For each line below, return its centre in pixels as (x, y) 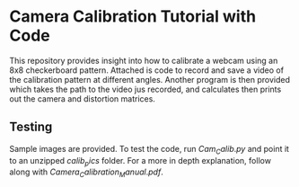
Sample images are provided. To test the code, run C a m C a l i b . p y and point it (149, 150)
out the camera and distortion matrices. (82, 98)
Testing (31, 127)
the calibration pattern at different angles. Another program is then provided (149, 79)
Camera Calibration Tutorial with (133, 17)
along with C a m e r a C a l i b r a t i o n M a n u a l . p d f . (86, 173)
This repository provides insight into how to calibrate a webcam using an (144, 60)
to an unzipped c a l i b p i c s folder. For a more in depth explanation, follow (141, 161)
